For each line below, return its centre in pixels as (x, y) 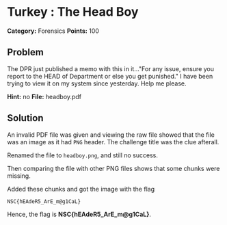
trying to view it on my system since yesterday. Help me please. (97, 83)
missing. (19, 176)
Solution (25, 118)
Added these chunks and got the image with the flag (81, 189)
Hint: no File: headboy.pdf (44, 96)
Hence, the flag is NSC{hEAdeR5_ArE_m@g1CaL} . (79, 214)
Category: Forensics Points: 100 (53, 31)
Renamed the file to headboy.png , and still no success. (83, 155)
